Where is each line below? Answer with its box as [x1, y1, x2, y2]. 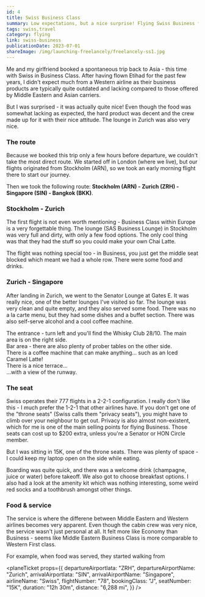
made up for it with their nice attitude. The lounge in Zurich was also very [6, 116, 190, 123]
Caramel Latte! [6, 355, 43, 363]
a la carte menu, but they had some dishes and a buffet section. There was [6, 311, 195, 318]
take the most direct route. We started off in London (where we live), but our [6, 158, 198, 165]
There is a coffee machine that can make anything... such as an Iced [6, 349, 178, 356]
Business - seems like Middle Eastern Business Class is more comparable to [6, 534, 198, 542]
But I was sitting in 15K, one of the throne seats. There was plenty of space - [6, 448, 198, 455]
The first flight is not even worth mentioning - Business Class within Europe [6, 218, 196, 226]
